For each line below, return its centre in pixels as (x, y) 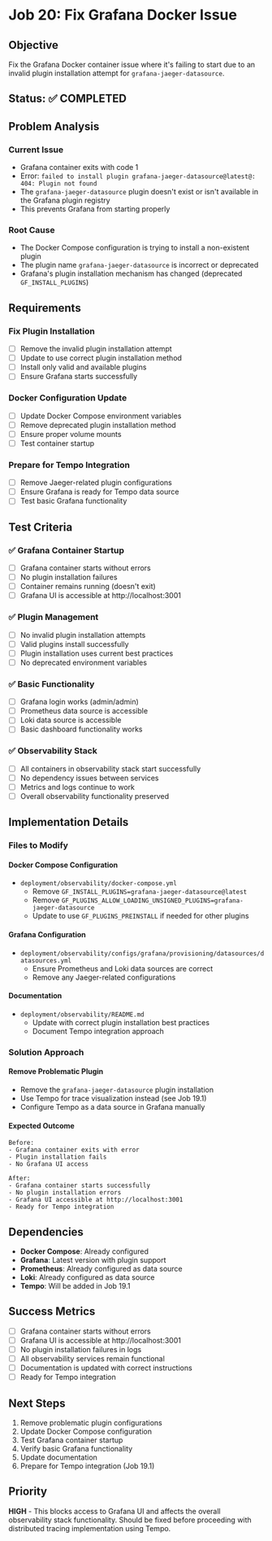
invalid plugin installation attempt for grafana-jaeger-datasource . (117, 73)
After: (19, 1179)
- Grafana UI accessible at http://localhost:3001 (96, 1200)
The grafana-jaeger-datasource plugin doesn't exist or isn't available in (139, 192)
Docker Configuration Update (68, 398)
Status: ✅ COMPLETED (68, 99)
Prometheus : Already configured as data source (101, 1268)
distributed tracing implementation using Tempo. (90, 1528)
